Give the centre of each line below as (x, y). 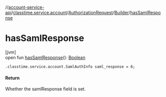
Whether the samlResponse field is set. (45, 89)
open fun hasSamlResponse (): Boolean (45, 57)
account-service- (26, 7)
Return (12, 78)
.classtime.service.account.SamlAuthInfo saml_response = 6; (70, 67)
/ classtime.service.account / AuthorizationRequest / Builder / (71, 13)
